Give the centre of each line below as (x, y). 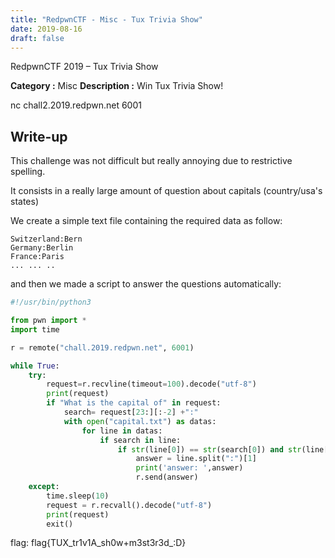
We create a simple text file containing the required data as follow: (146, 221)
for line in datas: (122, 431)
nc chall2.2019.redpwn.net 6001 (76, 105)
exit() (60, 524)
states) (25, 202)
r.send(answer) (167, 477)
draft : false (37, 38)
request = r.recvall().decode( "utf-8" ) (129, 505)
